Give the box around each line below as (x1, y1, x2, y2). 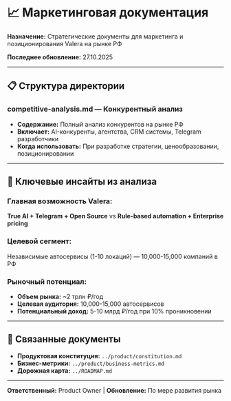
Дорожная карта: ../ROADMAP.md (16, 366, 112, 375)
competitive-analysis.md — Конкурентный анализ (7, 104, 184, 114)
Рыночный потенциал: (7, 276, 87, 286)
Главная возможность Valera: (7, 196, 113, 206)
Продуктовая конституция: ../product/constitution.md (16, 351, 182, 360)
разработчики (16, 134, 59, 143)
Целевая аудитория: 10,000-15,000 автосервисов (16, 300, 164, 308)
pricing (7, 219, 28, 227)
